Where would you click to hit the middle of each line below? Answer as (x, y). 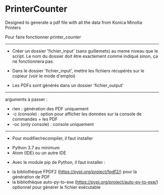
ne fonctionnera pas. (33, 61)
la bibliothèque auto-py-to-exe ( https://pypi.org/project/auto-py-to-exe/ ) (85, 182)
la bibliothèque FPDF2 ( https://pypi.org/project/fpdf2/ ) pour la (74, 172)
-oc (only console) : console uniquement (53, 124)
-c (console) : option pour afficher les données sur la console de (77, 114)
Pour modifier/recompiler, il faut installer (52, 138)
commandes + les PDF (35, 119)
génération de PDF (31, 177)
